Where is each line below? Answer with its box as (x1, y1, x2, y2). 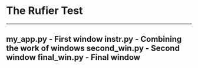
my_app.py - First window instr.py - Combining (6, 34, 182, 44)
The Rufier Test (6, 4, 84, 17)
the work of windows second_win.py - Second (6, 44, 180, 53)
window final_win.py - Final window (6, 52, 140, 62)
